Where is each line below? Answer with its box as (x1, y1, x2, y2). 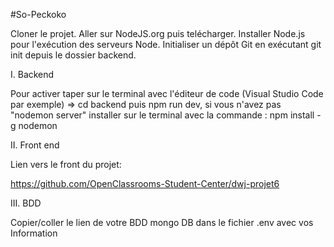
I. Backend (10, 69, 55, 80)
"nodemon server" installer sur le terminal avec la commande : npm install (10, 109, 315, 121)
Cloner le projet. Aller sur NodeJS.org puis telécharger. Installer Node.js (10, 28, 306, 39)
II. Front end (10, 139, 60, 151)
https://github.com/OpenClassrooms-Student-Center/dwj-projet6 (10, 178, 280, 189)
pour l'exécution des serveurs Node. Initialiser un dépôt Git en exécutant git (10, 39, 322, 50)
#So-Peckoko (10, 9, 67, 20)
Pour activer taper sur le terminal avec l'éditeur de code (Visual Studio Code (10, 88, 324, 99)
